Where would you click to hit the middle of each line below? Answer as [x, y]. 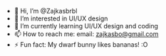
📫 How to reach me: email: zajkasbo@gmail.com [86, 34]
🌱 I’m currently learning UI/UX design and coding [86, 26]
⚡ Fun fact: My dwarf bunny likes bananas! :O [81, 45]
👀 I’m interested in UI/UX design [61, 18]
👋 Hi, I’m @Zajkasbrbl [46, 11]
